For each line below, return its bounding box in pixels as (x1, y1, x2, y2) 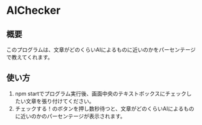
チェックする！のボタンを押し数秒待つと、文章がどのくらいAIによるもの (14, 105, 195, 112)
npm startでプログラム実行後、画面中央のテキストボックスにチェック (14, 90, 187, 97)
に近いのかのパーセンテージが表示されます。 (14, 112, 126, 120)
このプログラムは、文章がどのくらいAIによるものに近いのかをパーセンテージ (6, 46, 196, 53)
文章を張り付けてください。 (25, 97, 95, 105)
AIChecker (6, 4, 61, 17)
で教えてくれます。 (6, 53, 53, 61)
